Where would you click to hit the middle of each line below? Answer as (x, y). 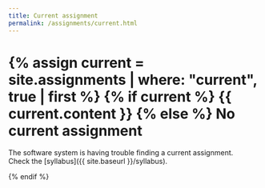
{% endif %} (29, 177)
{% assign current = (76, 63)
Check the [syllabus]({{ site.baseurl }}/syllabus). (88, 162)
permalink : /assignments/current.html (73, 23)
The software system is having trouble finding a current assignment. (121, 153)
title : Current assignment (53, 16)
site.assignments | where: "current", (133, 80)
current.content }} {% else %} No (122, 114)
